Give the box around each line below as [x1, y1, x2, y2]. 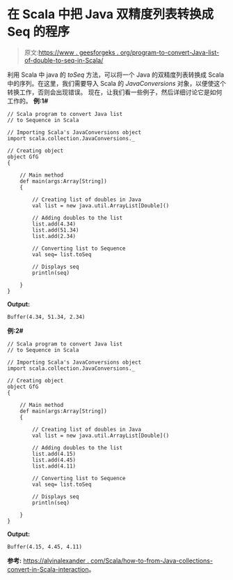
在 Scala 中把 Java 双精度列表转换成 [7, 6, 214, 22]
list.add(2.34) [32, 232, 77, 239]
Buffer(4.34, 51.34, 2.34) [7, 313, 86, 320]
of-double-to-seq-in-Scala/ [24, 56, 104, 64]
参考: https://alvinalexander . [7, 556, 89, 565]
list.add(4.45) [32, 456, 77, 463]
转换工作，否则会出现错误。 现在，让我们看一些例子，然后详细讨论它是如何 [7, 88, 223, 96]
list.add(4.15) [32, 450, 77, 457]
